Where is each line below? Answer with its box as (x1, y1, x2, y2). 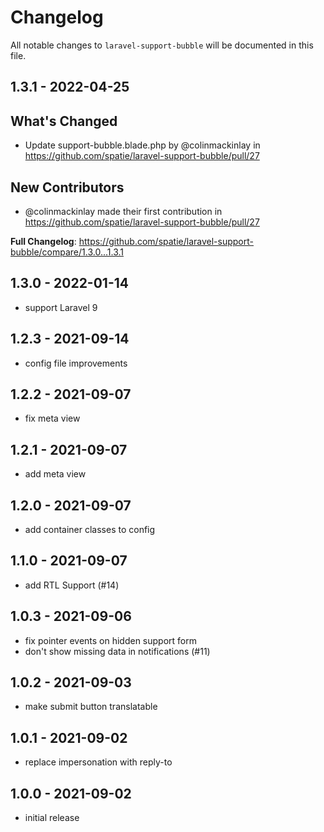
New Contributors (10, 179, 125, 196)
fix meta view (24, 412, 81, 425)
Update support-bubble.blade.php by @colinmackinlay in (24, 139, 261, 151)
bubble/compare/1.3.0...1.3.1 (10, 246, 124, 258)
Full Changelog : (10, 235, 77, 247)
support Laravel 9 (24, 301, 98, 313)
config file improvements (24, 357, 128, 369)
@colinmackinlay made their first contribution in (24, 205, 223, 217)
